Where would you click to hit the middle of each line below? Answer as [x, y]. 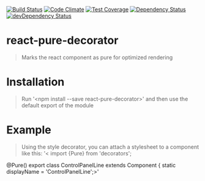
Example [29, 130]
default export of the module [57, 105]
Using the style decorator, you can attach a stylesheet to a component [110, 147]
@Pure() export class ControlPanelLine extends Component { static [91, 165]
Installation [35, 82]
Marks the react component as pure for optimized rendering [97, 57]
